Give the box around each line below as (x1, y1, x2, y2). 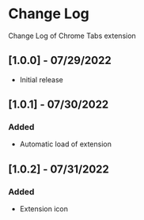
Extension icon (19, 204, 69, 214)
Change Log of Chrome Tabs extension (8, 31, 136, 40)
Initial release (19, 74, 63, 84)
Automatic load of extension (19, 139, 112, 149)
